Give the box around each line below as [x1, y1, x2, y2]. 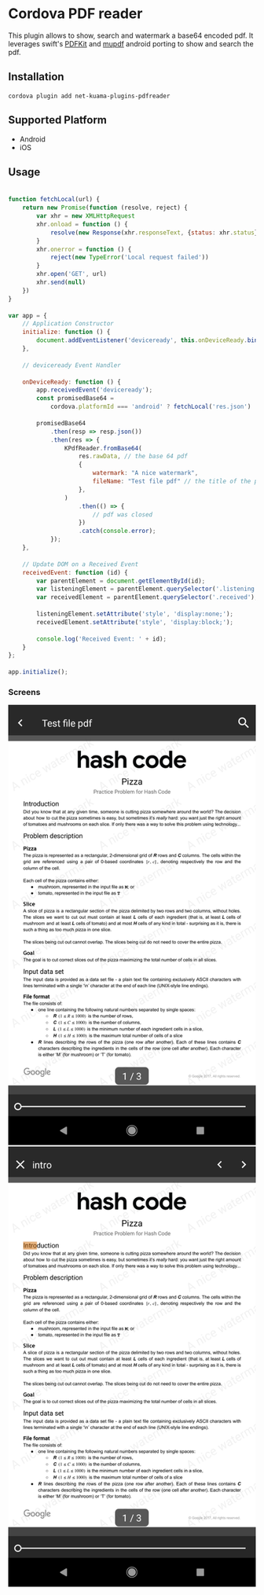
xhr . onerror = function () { [36, 245, 132, 253]
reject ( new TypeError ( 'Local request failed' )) [49, 253, 210, 262]
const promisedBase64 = [36, 395, 114, 402]
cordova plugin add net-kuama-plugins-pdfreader [8, 92, 170, 100]
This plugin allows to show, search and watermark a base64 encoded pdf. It [8, 31, 254, 40]
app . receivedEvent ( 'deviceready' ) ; [36, 386, 153, 394]
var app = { [8, 311, 47, 319]
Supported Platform [8, 113, 108, 127]
